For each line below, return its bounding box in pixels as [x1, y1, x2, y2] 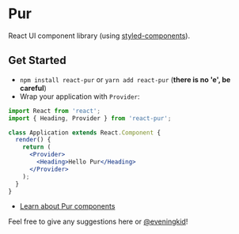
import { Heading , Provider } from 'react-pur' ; [8, 114, 172, 123]
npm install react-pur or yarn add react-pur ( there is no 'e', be [19, 74, 231, 84]
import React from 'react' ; [8, 107, 101, 115]
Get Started [8, 54, 66, 67]
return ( [22, 143, 51, 151]
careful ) [19, 83, 47, 92]
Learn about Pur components [19, 202, 116, 211]
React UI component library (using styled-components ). [8, 31, 191, 40]
